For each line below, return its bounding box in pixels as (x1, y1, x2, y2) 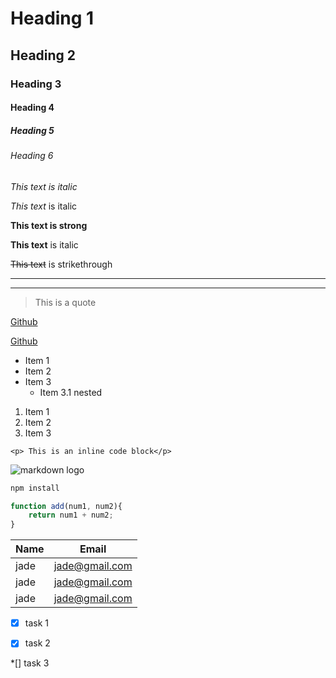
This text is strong (10, 219, 88, 231)
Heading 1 (10, 7, 95, 30)
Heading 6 (10, 150, 54, 162)
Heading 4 (10, 102, 55, 114)
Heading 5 (10, 124, 55, 136)
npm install (10, 483, 60, 493)
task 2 (24, 637, 51, 649)
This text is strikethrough (10, 258, 113, 270)
